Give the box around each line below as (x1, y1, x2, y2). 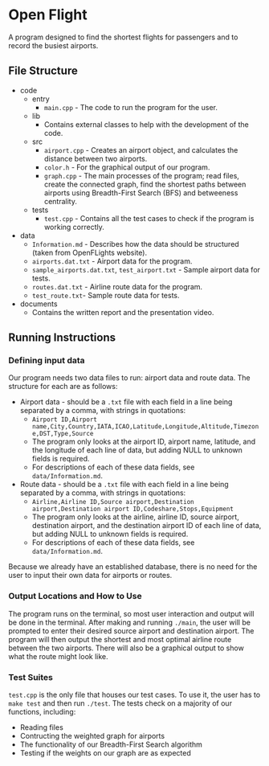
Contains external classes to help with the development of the (43, 119, 249, 129)
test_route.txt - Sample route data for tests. (31, 290, 180, 300)
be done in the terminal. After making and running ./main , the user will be (8, 617, 251, 627)
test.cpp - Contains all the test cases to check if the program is (43, 213, 255, 223)
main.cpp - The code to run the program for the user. (43, 102, 218, 112)
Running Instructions (8, 331, 116, 345)
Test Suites (8, 671, 54, 682)
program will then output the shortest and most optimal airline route (8, 634, 232, 644)
